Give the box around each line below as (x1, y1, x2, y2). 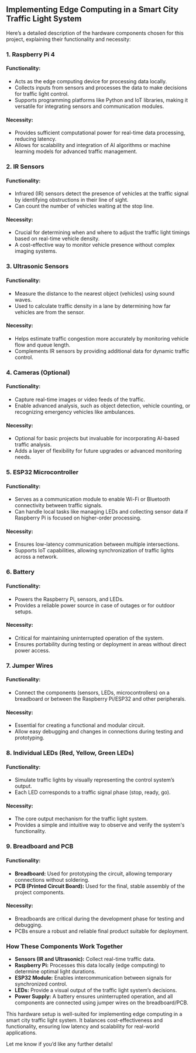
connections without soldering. (14, 876, 90, 883)
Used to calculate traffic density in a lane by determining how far (14, 302, 171, 310)
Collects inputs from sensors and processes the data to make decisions (14, 84, 187, 91)
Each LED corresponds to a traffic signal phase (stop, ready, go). (14, 789, 171, 796)
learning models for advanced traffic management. (14, 148, 137, 155)
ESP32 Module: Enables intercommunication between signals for (14, 974, 172, 981)
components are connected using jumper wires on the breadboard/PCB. (14, 999, 189, 1006)
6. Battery (6, 568, 35, 576)
